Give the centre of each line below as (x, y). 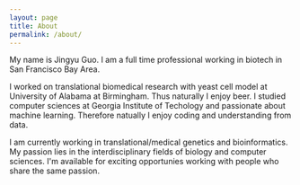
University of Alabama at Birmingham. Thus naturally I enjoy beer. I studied (147, 96)
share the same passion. (55, 171)
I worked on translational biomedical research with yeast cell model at (138, 87)
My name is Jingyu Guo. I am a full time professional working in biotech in (146, 60)
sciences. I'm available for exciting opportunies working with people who (144, 162)
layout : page (34, 18)
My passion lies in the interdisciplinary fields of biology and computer (138, 152)
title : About (34, 26)
